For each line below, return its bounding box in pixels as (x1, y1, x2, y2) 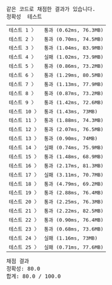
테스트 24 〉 (8, 235, 39, 241)
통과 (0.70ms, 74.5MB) (44, 36, 104, 42)
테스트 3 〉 (8, 45, 36, 52)
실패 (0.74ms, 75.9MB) (44, 144, 104, 150)
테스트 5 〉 (8, 63, 36, 70)
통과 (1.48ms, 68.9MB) (44, 153, 104, 159)
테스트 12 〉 (8, 126, 39, 133)
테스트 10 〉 (8, 108, 39, 115)
